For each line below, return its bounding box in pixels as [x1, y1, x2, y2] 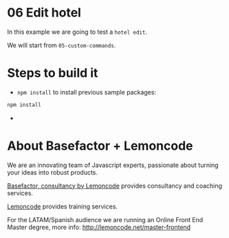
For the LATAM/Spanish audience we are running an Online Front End [7, 215, 204, 224]
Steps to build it [7, 66, 98, 81]
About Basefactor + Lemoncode [7, 138, 193, 153]
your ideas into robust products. [7, 168, 98, 177]
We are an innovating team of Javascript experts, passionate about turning [7, 161, 219, 169]
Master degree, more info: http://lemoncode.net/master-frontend [7, 223, 191, 231]
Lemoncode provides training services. [7, 202, 118, 210]
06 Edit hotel [7, 5, 81, 21]
